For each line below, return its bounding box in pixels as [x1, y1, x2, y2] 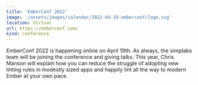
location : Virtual [6, 20, 52, 26]
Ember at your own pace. [6, 73, 69, 80]
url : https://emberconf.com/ [6, 25, 79, 32]
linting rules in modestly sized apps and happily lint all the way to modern [6, 66, 187, 73]
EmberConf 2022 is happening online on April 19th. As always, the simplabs [6, 47, 193, 54]
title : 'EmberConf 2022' [6, 8, 68, 15]
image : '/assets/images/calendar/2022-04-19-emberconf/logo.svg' [6, 14, 172, 20]
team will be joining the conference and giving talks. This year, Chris [6, 53, 174, 61]
